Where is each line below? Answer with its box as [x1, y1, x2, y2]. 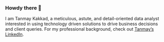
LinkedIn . [5, 32, 24, 38]
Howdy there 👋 [5, 4, 42, 11]
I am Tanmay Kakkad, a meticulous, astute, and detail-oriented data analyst [5, 16, 160, 22]
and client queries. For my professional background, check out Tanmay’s [5, 26, 154, 32]
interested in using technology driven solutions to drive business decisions [5, 21, 158, 27]
